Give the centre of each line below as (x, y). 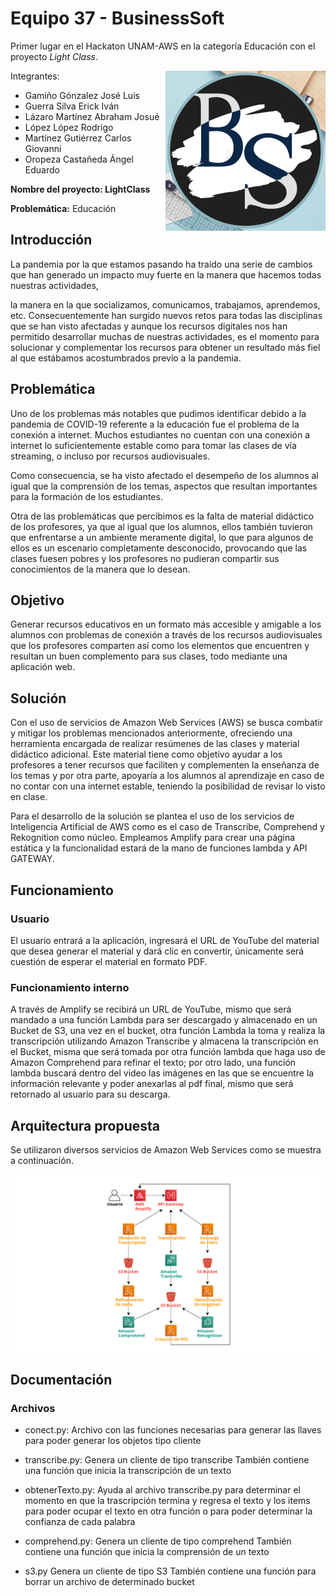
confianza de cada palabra (80, 1522)
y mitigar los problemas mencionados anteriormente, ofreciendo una (151, 733)
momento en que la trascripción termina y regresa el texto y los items (167, 1501)
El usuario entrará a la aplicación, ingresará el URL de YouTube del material (165, 940)
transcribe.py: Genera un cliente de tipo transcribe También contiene (167, 1460)
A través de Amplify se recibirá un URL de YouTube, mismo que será (151, 1009)
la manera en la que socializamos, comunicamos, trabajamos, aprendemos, (165, 304)
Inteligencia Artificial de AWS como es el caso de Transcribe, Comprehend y (167, 827)
